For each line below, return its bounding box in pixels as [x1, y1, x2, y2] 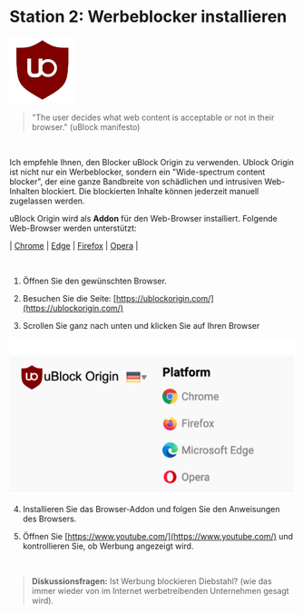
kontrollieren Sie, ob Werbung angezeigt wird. [22, 540, 194, 551]
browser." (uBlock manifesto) [31, 121, 141, 133]
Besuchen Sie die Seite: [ [22, 292, 117, 303]
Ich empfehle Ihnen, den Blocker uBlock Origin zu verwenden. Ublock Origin [9, 156, 295, 167]
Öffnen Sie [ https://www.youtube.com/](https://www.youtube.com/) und [22, 530, 293, 541]
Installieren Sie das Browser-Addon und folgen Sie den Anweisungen [22, 503, 280, 514]
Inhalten [9, 185, 40, 196]
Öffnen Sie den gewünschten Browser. [22, 275, 168, 286]
